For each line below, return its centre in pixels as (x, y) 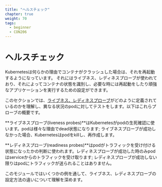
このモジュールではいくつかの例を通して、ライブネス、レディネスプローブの (81, 173)
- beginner (20, 28)
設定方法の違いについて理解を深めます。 (45, 179)
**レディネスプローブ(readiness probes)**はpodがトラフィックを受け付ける (81, 145)
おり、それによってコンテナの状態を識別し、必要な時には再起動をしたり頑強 (81, 84)
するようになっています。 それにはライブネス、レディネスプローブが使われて (81, 78)
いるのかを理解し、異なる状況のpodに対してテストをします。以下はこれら (79, 106)
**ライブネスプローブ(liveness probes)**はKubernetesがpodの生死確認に (78, 123)
